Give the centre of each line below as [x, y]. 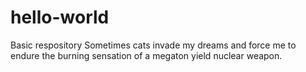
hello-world [60, 17]
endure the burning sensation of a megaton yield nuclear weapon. [146, 55]
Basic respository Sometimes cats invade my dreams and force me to [153, 45]
